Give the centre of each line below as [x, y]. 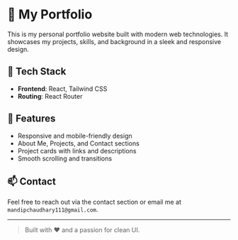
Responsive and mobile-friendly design [75, 136]
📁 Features [32, 119]
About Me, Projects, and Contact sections [78, 143]
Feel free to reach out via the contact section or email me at [95, 202]
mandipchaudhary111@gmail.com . [53, 209]
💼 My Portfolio [50, 15]
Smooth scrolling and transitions [64, 158]
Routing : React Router [50, 96]
